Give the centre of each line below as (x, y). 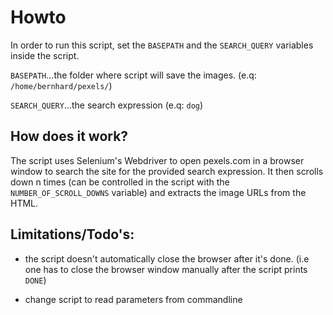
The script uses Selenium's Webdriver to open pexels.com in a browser (157, 160)
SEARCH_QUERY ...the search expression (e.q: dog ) (107, 105)
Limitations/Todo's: (72, 234)
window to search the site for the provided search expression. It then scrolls (167, 171)
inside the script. (45, 55)
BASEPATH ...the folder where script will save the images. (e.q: (133, 75)
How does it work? (69, 136)
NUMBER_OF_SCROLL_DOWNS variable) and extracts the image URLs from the (158, 192)
